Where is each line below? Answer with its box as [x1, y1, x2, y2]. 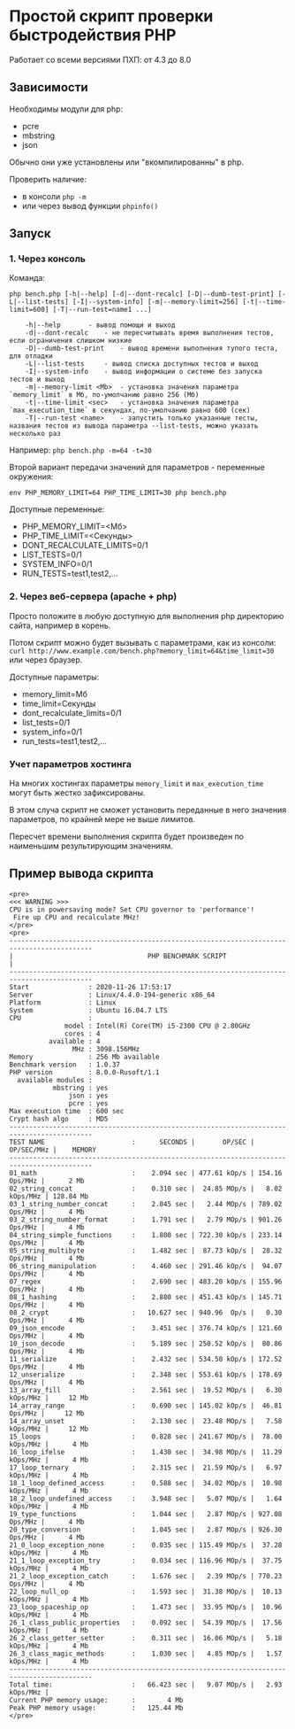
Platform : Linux [9, 998, 117, 1007]
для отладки [9, 352, 53, 361]
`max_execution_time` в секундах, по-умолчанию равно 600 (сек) [9, 406, 251, 415]
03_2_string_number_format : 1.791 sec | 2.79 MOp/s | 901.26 [9, 1215, 283, 1224]
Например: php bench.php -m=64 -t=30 [9, 445, 152, 455]
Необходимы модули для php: [9, 104, 124, 114]
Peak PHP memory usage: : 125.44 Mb [9, 1703, 184, 1712]
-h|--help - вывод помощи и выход [25, 321, 176, 330]
